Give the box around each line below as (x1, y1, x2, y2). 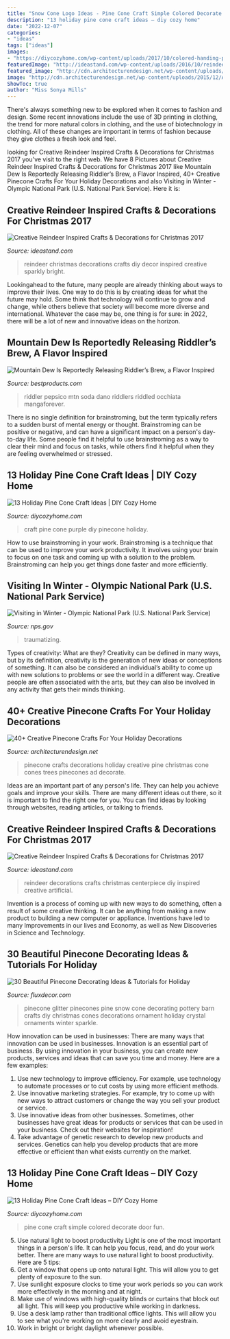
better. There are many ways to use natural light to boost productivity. (16, 1250, 214, 1259)
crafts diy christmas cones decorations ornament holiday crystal (23, 1011, 206, 1020)
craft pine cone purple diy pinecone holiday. (23, 525, 149, 533)
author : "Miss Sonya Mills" (7, 87, 88, 93)
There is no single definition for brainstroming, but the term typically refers (7, 413, 218, 421)
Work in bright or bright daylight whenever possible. (16, 1323, 164, 1332)
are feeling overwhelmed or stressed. (7, 449, 113, 457)
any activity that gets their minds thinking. (7, 685, 125, 694)
